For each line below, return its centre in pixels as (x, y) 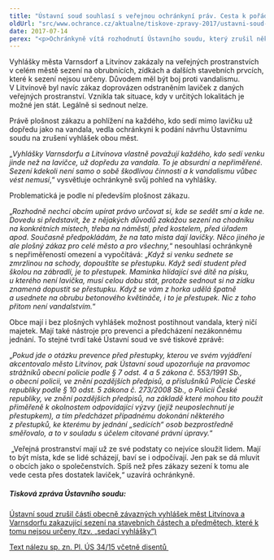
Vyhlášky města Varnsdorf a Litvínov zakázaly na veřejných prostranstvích (134, 62)
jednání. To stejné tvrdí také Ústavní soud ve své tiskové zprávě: (117, 339)
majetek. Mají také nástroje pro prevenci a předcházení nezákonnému (126, 331)
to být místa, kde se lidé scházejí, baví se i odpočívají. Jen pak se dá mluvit (135, 457)
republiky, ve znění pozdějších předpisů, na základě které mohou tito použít (136, 399)
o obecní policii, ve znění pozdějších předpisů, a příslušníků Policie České (133, 381)
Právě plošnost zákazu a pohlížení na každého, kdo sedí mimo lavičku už (131, 121)
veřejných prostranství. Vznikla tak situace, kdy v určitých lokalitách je (127, 96)
